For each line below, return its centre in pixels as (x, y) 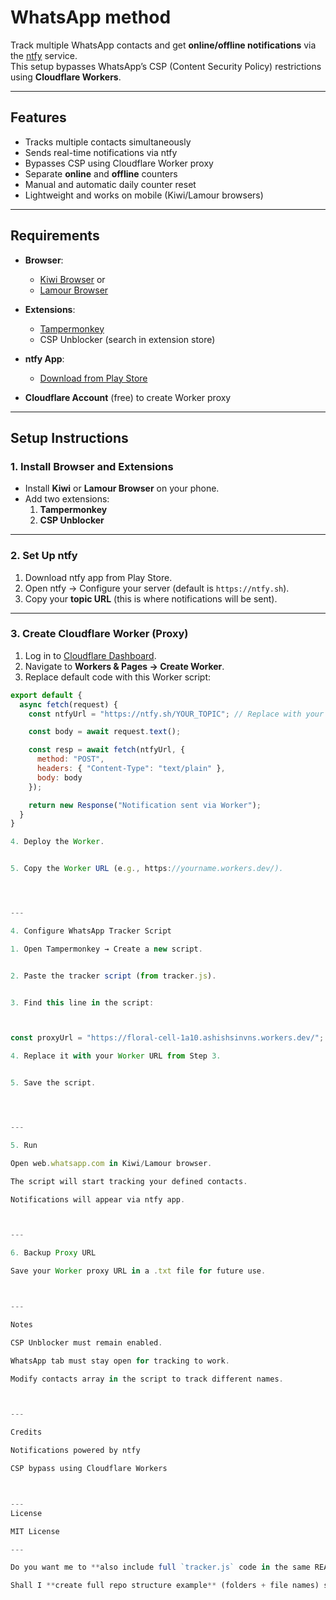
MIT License (35, 1531)
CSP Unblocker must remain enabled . (86, 1342)
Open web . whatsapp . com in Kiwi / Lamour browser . (111, 1163)
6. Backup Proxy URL (53, 1253)
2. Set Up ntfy (44, 556)
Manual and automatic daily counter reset (110, 184)
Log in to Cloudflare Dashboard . (90, 655)
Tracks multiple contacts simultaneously (108, 142)
